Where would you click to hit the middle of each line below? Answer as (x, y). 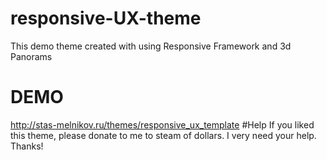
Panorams (31, 56)
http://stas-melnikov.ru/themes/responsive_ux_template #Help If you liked (162, 124)
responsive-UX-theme (106, 18)
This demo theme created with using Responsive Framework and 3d (151, 46)
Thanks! (27, 146)
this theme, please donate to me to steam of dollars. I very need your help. (163, 135)
